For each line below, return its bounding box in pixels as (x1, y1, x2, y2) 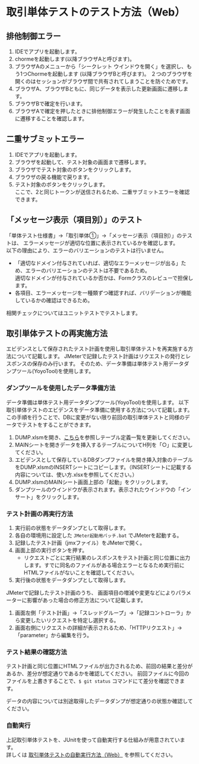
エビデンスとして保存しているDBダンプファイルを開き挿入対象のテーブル (14, 456, 193, 463)
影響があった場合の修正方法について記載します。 (26, 597, 147, 604)
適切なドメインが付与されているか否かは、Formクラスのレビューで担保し (14, 274, 194, 281)
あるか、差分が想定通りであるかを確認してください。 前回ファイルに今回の (6, 670, 189, 677)
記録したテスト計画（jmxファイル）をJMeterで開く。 (14, 539, 146, 546)
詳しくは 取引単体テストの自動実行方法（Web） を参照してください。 (6, 751, 176, 758)
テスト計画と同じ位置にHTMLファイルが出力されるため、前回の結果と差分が (6, 663, 193, 670)
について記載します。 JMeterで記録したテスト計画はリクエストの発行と (11, 353, 186, 360)
